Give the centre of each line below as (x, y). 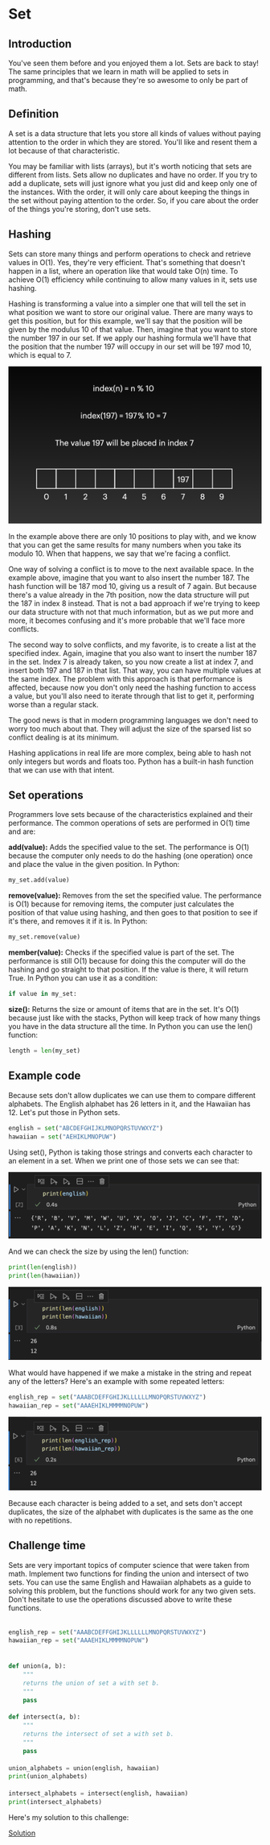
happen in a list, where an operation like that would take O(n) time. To (123, 271)
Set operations (46, 796)
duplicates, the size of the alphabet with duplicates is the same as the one (131, 1511)
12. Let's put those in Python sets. (64, 1112)
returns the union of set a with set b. (91, 1683)
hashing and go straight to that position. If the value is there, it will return (129, 970)
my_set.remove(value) (45, 937)
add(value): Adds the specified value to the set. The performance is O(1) (129, 848)
